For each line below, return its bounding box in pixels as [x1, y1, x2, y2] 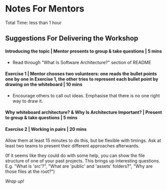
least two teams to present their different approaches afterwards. [5, 142, 140, 148]
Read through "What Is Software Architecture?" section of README [12, 59, 151, 65]
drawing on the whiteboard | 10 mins [5, 81, 82, 88]
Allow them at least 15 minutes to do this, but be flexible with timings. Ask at [5, 137, 161, 143]
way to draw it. [12, 98, 43, 104]
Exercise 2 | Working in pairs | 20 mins [5, 126, 87, 132]
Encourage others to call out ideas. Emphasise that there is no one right [12, 92, 160, 98]
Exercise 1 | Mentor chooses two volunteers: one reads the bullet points [5, 71, 157, 77]
